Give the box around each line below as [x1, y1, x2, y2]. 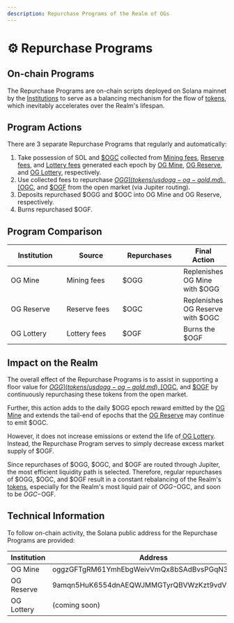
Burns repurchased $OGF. [17, 205, 93, 213]
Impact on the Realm [7, 356, 99, 368]
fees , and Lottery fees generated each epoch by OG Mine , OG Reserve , [17, 161, 223, 170]
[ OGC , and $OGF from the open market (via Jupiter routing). [17, 183, 190, 192]
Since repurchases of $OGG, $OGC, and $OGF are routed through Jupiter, [7, 460, 221, 469]
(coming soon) [52, 600, 101, 610]
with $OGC [183, 313, 219, 323]
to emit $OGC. [7, 419, 49, 427]
